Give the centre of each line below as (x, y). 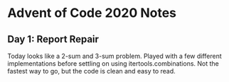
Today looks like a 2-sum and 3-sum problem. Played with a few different (114, 56)
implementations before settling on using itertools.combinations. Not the (113, 64)
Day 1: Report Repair (53, 39)
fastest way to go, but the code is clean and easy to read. (91, 71)
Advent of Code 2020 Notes (92, 13)
